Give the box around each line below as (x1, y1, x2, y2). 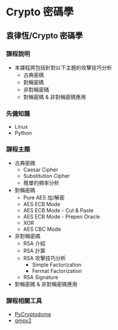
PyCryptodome (14, 311, 51, 318)
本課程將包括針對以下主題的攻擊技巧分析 (14, 64, 112, 71)
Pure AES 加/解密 (23, 194, 65, 201)
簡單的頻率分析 (23, 180, 60, 187)
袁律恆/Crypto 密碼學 (6, 31, 83, 41)
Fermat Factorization (32, 268, 82, 275)
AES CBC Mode (23, 225, 61, 233)
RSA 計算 (23, 247, 46, 254)
